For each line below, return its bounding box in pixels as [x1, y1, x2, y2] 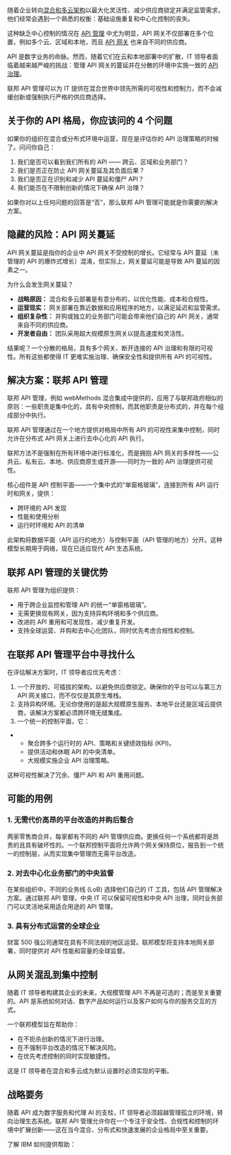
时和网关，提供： [7, 489, 56, 497]
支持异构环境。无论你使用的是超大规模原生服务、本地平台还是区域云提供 [16, 700, 222, 709]
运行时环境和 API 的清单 [16, 521, 85, 530]
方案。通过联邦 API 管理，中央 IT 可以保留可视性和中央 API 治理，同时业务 [7, 894, 217, 903]
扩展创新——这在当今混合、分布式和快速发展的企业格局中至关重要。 [19, 1125, 212, 1134]
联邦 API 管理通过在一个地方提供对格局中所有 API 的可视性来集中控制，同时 [7, 426, 220, 434]
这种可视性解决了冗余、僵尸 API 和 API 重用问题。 [7, 771, 148, 779]
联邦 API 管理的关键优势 [7, 566, 109, 578]
